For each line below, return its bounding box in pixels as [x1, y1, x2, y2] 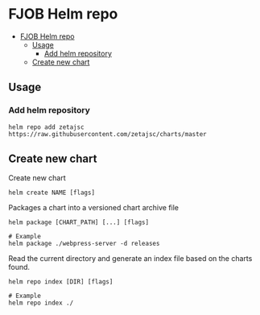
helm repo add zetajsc [8, 122, 85, 131]
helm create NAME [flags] [8, 189, 95, 197]
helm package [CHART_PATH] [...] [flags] [8, 218, 150, 226]
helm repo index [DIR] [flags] [8, 278, 113, 286]
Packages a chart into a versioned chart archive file [8, 203, 180, 213]
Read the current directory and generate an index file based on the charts [8, 254, 253, 263]
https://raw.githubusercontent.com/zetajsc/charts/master [8, 130, 207, 138]
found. [8, 263, 31, 272]
